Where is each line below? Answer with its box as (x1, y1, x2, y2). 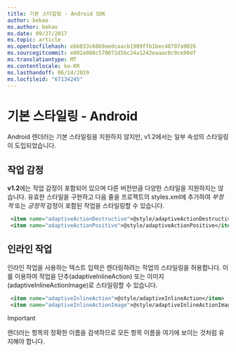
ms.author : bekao (7, 23, 58, 30)
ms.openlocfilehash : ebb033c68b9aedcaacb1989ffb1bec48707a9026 (7, 43, 197, 50)
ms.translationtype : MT (7, 56, 77, 63)
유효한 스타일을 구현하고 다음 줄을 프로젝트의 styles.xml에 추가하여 (27, 193, 211, 201)
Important (7, 314, 36, 322)
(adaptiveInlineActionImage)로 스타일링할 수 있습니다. (7, 280, 158, 289)
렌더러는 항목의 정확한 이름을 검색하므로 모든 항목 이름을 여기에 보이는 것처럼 (7, 328, 218, 337)
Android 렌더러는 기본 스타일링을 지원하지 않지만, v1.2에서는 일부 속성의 (7, 133, 205, 141)
